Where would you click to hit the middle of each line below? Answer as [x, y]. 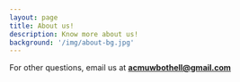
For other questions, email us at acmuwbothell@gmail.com [120, 68]
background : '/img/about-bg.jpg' [72, 42]
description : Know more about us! [74, 34]
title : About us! [42, 26]
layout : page [34, 17]
